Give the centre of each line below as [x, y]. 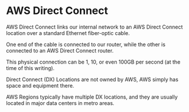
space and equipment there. [40, 85]
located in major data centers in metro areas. [60, 103]
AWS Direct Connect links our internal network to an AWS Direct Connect [95, 27]
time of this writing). [30, 68]
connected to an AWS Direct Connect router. [60, 50]
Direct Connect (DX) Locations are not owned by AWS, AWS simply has [92, 79]
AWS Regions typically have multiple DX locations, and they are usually [92, 97]
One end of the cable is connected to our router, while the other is [86, 44]
